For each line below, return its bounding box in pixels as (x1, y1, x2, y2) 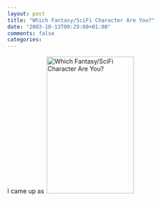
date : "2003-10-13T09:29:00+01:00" (7, 23, 111, 30)
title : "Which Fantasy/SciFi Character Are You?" (7, 17, 155, 24)
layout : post (7, 10, 45, 17)
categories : (7, 36, 42, 43)
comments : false (7, 29, 55, 37)
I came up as (7, 187, 45, 196)
